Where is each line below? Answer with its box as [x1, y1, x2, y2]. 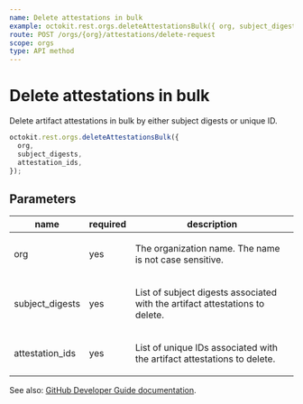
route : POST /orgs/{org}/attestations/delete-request [9, 30, 216, 39]
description [187, 218, 238, 231]
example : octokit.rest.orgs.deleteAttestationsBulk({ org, [9, 22, 236, 31]
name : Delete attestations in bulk [9, 13, 143, 23]
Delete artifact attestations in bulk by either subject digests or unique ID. [9, 115, 278, 126]
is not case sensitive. [134, 253, 224, 266]
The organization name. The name [134, 243, 280, 255]
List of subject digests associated [134, 286, 278, 298]
